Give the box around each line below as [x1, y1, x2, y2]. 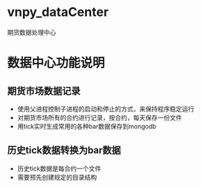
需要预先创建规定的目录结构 [17, 173, 97, 181]
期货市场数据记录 [7, 85, 81, 97]
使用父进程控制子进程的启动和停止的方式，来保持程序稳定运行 [17, 104, 195, 113]
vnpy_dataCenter [7, 4, 109, 20]
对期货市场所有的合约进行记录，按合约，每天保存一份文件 [17, 113, 182, 122]
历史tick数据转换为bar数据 [7, 144, 122, 157]
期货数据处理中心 [7, 28, 56, 36]
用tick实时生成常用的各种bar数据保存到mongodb [17, 122, 156, 130]
